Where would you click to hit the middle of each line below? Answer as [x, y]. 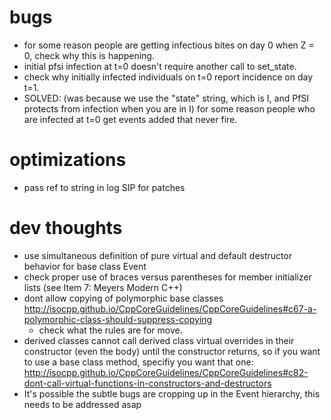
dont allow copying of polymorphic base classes [123, 298]
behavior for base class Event [85, 266]
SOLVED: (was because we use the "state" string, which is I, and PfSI [166, 98]
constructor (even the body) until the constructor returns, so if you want [172, 351]
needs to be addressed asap [82, 404]
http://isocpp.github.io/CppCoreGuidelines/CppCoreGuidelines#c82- [166, 372]
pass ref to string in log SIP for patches [104, 187]
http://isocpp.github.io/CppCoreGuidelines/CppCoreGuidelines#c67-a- [170, 308]
